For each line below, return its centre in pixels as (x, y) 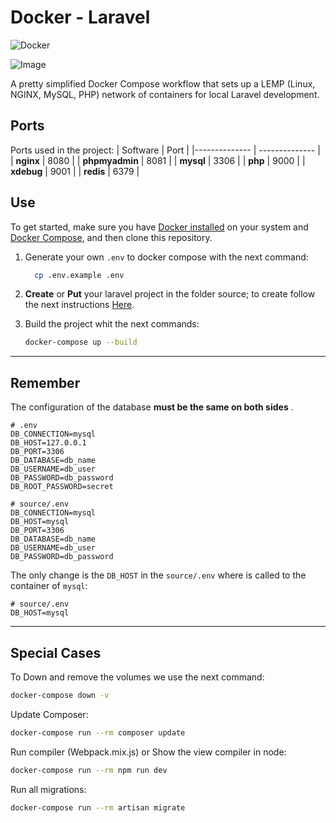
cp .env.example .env (79, 275)
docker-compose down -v (60, 695)
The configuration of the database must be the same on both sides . (152, 407)
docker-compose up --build (81, 342)
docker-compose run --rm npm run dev (89, 770)
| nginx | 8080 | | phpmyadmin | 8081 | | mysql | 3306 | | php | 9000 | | (158, 160)
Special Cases (56, 652)
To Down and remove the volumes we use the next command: (137, 677)
